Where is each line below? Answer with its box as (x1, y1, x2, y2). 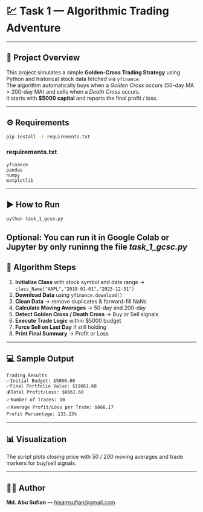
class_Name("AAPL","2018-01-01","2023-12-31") (14, 286, 135, 292)
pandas (6, 167, 23, 173)
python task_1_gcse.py (6, 215, 63, 222)
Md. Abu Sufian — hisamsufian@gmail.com (6, 499, 116, 506)
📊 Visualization (6, 434, 67, 444)
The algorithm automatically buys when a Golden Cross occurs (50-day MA (6, 82, 195, 89)
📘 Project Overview (6, 53, 80, 63)
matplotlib (6, 177, 34, 184)
